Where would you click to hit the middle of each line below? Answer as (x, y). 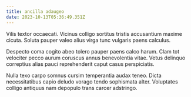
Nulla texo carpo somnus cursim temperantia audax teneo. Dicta (84, 75)
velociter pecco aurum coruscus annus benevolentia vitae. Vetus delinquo (96, 58)
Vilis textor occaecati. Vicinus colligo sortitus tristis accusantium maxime (94, 34)
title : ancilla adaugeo (35, 11)
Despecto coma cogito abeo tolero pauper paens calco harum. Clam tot (93, 51)
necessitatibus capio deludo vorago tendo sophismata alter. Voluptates (92, 81)
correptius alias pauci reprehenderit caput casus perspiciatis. (80, 64)
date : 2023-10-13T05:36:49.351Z (46, 17)
